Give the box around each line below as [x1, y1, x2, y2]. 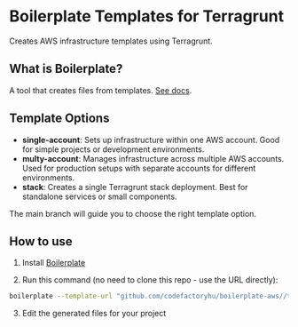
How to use [9, 234, 73, 249]
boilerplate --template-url [9, 291, 114, 301]
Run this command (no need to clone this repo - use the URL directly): [21, 275, 278, 285]
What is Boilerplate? [9, 61, 123, 76]
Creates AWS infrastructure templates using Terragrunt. [9, 36, 213, 46]
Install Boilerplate [21, 258, 86, 268]
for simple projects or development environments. [21, 144, 205, 155]
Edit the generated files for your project [21, 308, 167, 319]
